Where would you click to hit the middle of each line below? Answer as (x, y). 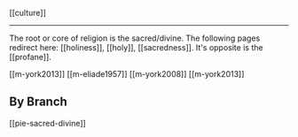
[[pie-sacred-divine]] (47, 123)
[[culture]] (28, 13)
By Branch (39, 102)
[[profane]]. (30, 57)
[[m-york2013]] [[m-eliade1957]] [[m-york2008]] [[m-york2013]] (127, 74)
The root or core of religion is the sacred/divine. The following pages (135, 38)
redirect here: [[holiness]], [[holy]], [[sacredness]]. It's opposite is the (136, 47)
